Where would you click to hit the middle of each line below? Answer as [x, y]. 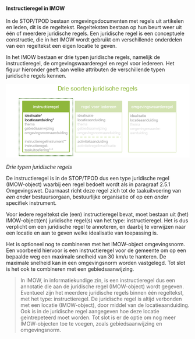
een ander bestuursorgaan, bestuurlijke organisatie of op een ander [87, 197]
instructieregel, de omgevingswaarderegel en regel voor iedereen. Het [90, 64]
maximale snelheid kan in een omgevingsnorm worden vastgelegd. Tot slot [96, 263]
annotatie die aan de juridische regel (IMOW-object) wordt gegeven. [102, 286]
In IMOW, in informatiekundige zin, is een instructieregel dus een [98, 281]
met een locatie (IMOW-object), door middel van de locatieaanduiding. [105, 305]
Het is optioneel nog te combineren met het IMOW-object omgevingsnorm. [95, 244]
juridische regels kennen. [36, 76]
